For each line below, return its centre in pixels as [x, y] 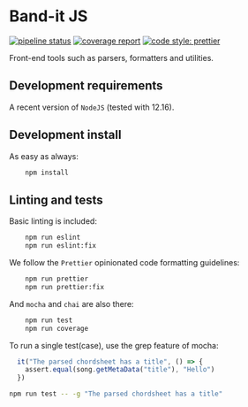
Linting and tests [56, 200]
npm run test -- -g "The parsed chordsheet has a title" [116, 394]
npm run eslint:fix [61, 246]
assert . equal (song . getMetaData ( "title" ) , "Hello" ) [120, 370]
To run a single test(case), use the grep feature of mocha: [114, 345]
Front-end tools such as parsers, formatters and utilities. [112, 58]
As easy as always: [44, 156]
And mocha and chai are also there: [71, 303]
